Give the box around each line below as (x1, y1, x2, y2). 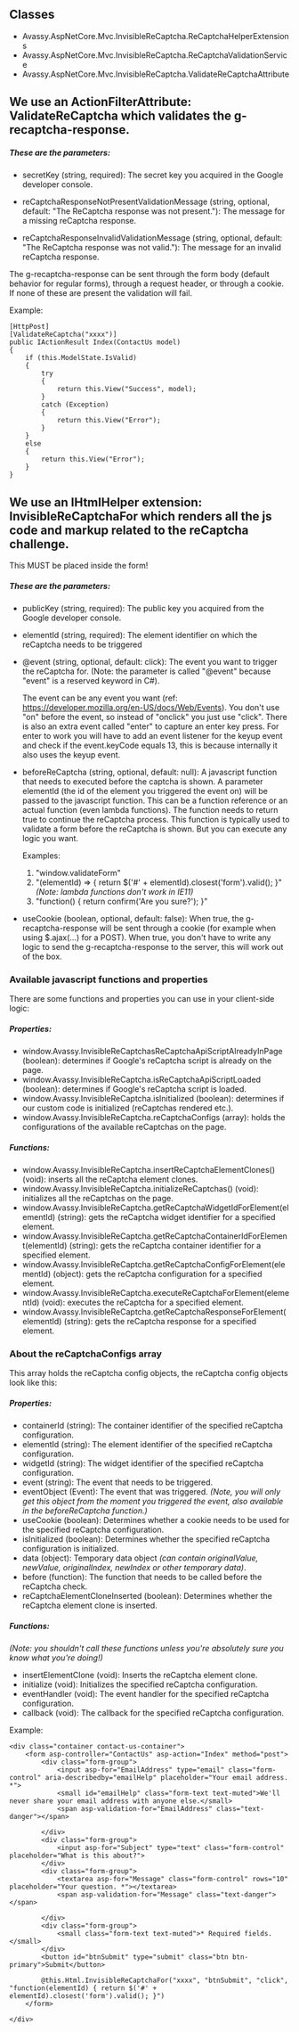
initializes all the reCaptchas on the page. (21, 1193, 174, 1204)
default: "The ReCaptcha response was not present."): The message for (21, 206, 286, 217)
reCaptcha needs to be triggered (21, 639, 142, 650)
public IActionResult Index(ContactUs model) (9, 338, 181, 347)
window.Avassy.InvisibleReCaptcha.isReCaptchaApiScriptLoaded (21, 1074, 261, 1086)
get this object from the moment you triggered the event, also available (21, 1496, 284, 1507)
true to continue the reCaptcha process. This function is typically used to (21, 814, 290, 824)
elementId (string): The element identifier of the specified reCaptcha (21, 1439, 273, 1450)
